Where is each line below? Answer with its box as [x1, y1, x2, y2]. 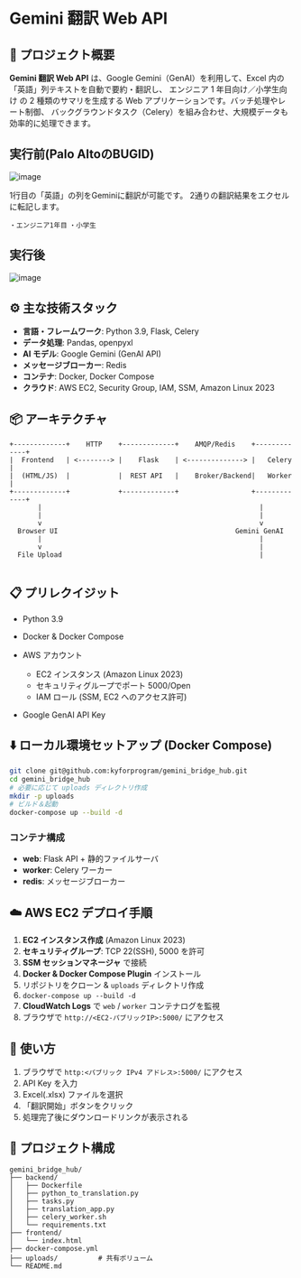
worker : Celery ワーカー [22, 865, 114, 875]
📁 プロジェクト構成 [9, 1141, 115, 1156]
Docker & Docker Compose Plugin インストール [22, 968, 201, 979]
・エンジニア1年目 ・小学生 [9, 220, 96, 230]
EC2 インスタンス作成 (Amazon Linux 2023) [22, 935, 187, 946]
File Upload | [17, 551, 264, 560]
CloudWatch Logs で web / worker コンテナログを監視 [22, 1001, 221, 1012]
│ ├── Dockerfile [9, 1181, 83, 1190]
